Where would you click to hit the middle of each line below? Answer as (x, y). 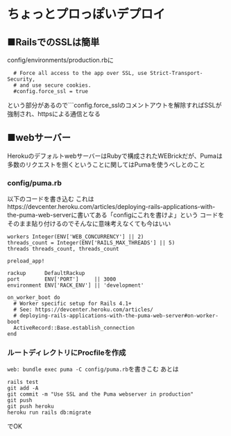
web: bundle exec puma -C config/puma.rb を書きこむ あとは (93, 369)
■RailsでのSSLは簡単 (53, 42)
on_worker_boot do (34, 298)
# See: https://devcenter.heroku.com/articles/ (84, 310)
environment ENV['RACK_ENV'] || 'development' (76, 285)
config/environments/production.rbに (61, 60)
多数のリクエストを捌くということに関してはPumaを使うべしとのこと (106, 165)
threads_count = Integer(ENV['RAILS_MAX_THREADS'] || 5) (91, 243)
